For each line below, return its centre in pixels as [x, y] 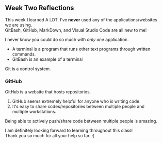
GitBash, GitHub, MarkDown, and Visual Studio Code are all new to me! [76, 30]
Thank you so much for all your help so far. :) [50, 136]
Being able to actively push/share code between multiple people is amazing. [81, 121]
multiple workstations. [34, 112]
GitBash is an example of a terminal [47, 59]
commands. [24, 54]
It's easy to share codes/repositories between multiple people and [78, 107]
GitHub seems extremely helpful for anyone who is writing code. [76, 101]
